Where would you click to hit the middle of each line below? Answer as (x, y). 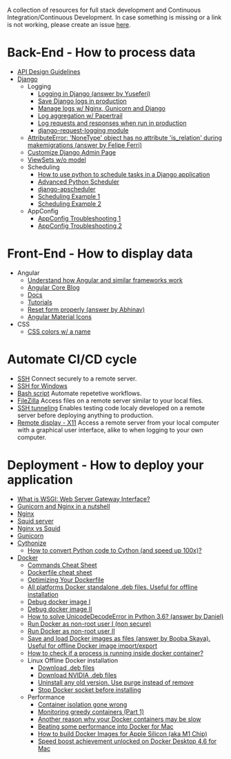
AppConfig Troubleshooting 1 (79, 218)
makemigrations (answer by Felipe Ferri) (85, 145)
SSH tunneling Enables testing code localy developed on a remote (111, 407)
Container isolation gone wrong (82, 704)
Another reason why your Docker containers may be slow (119, 719)
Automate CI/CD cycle (72, 359)
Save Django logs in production (82, 101)
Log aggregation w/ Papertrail (80, 115)
